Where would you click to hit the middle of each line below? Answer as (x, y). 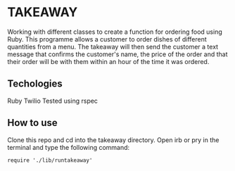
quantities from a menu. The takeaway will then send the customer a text (113, 46)
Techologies (35, 84)
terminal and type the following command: (69, 147)
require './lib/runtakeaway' (50, 160)
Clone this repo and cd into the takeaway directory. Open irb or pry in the (113, 140)
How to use (32, 123)
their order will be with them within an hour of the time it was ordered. (108, 61)
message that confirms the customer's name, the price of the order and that (118, 54)
